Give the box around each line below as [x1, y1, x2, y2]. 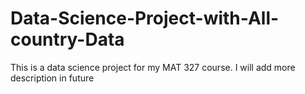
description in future [10, 72, 95, 84]
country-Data [10, 28, 125, 51]
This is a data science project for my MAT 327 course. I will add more [10, 61, 296, 73]
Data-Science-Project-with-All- [10, 7, 280, 30]
